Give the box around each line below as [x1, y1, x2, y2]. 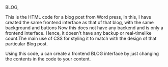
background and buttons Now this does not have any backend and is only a [5, 25, 164, 31]
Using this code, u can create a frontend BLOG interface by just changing [5, 50, 159, 56]
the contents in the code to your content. [5, 56, 91, 62]
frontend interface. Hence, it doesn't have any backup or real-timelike [5, 30, 152, 36]
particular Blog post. [5, 41, 48, 47]
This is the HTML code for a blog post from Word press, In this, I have [5, 14, 151, 20]
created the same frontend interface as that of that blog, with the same [5, 20, 154, 25]
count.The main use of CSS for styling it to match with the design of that [5, 35, 157, 41]
